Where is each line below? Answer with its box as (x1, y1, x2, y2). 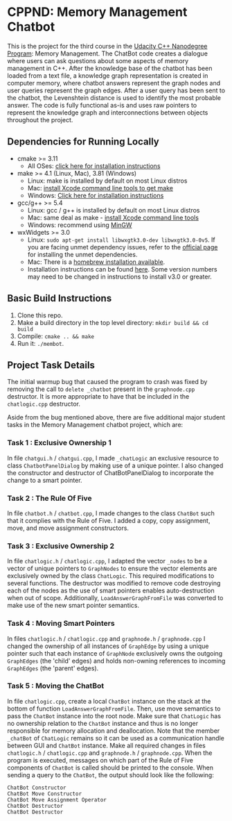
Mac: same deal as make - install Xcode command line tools (27, 213, 199, 222)
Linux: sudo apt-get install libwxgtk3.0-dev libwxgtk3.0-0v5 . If (27, 235, 216, 244)
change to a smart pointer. (7, 476, 82, 484)
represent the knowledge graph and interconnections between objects (7, 108, 208, 117)
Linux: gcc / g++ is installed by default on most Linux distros (27, 206, 200, 214)
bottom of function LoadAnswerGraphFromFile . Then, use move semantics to (7, 704, 221, 713)
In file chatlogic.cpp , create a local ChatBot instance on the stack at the (7, 697, 211, 705)
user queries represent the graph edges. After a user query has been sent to (7, 86, 226, 94)
